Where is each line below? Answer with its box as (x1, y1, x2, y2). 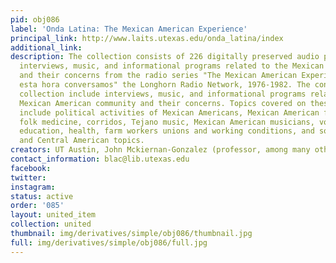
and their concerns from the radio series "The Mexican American (19, 71, 298, 81)
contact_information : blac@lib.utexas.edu (10, 154, 190, 164)
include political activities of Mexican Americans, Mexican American (19, 107, 320, 118)
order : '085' (10, 201, 65, 211)
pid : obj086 (10, 14, 60, 25)
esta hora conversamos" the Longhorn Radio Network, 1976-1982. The (19, 80, 311, 90)
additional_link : (10, 42, 83, 53)
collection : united (10, 219, 92, 230)
